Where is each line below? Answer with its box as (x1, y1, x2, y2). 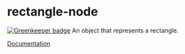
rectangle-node (7, 4, 98, 20)
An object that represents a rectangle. (71, 26, 180, 34)
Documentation (7, 39, 51, 47)
